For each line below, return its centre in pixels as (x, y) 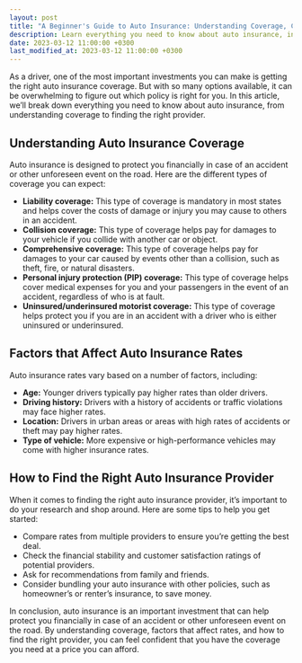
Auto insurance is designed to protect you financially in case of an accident (149, 164)
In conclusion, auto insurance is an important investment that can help (139, 611)
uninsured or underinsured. (73, 325)
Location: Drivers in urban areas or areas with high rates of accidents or (156, 421)
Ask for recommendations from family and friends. (115, 574)
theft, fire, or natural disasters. (78, 268)
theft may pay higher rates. (72, 430)
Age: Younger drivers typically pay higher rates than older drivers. (145, 393)
